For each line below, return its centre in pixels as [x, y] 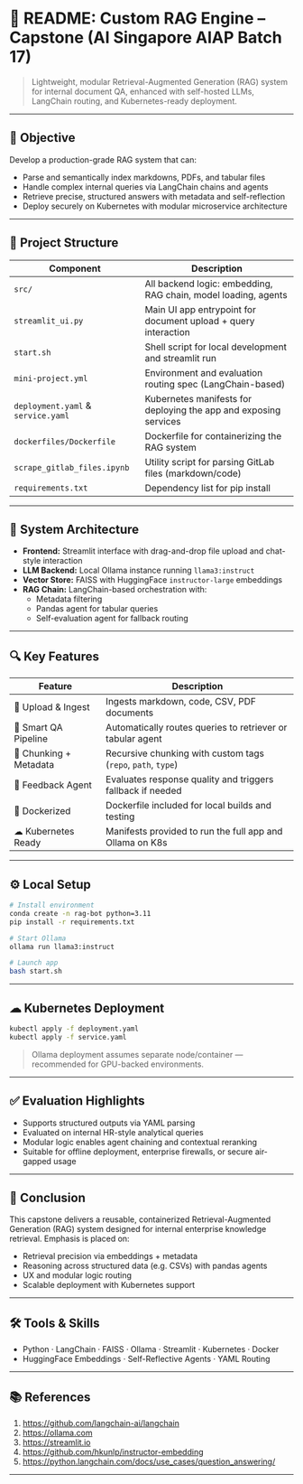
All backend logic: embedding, [209, 284]
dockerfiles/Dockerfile [65, 441]
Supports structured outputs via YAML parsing [109, 1123]
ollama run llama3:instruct [62, 947]
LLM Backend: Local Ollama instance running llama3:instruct [138, 570]
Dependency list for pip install [207, 488]
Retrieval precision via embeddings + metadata [110, 1256]
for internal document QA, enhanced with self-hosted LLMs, [143, 91]
